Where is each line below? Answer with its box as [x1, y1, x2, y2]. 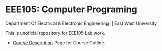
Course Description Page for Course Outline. [12, 39, 106, 46]
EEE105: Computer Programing [5, 4, 137, 15]
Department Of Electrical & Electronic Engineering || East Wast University [5, 20, 157, 26]
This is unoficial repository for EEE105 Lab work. [5, 30, 106, 36]
